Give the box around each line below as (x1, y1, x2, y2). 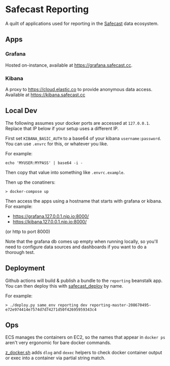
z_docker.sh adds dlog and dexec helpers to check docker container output (5, 350, 162, 356)
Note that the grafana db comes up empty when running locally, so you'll (5, 238, 158, 244)
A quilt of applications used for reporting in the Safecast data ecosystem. (5, 20, 159, 26)
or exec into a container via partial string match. (5, 355, 106, 361)
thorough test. (5, 249, 35, 255)
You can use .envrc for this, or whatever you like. (5, 140, 108, 147)
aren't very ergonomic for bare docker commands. (5, 340, 111, 346)
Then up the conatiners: (5, 179, 56, 185)
